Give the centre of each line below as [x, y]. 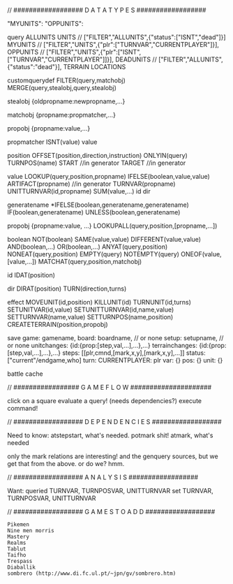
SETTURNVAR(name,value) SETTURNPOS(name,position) [90, 317]
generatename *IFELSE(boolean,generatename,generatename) [98, 205]
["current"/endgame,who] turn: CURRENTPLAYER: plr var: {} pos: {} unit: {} [115, 360]
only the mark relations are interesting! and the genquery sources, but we [113, 456]
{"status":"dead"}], [35, 67]
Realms [17, 543]
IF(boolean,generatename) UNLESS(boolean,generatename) [94, 212]
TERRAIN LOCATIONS [95, 67]
